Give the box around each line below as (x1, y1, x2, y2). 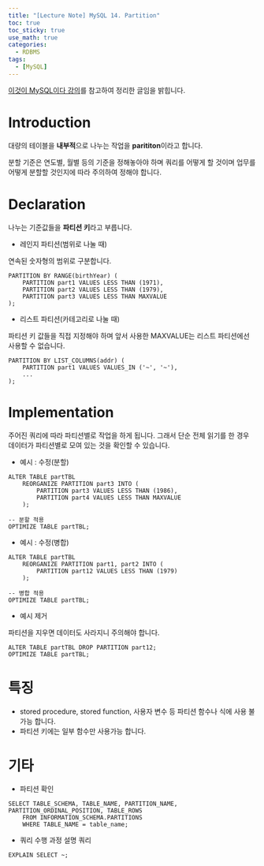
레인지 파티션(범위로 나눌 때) (19, 239, 108, 248)
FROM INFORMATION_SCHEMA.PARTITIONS (22, 814, 143, 822)
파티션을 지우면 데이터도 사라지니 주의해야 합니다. (8, 628, 160, 637)
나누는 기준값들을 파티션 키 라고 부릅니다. (8, 222, 132, 232)
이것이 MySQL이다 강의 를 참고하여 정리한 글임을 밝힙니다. (8, 85, 186, 95)
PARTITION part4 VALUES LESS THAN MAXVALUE (36, 494, 181, 502)
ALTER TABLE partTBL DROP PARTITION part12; (8, 644, 157, 651)
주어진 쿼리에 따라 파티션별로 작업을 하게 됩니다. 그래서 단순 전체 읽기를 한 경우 (8, 431, 250, 440)
